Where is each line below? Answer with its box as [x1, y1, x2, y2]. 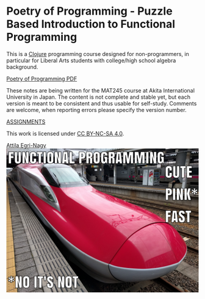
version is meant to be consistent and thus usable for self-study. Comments [6, 99, 197, 107]
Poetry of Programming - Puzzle [6, 4, 173, 18]
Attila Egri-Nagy [6, 141, 47, 149]
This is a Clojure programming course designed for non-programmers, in [6, 50, 189, 57]
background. [6, 63, 38, 71]
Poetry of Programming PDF [6, 75, 77, 82]
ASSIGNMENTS [6, 118, 46, 125]
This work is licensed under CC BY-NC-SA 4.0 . [6, 130, 124, 137]
